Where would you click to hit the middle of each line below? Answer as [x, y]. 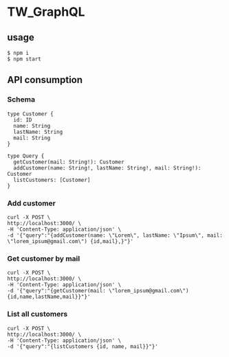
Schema [21, 100]
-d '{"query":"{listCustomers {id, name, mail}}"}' [83, 346]
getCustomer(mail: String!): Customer [69, 162]
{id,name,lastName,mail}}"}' [49, 297]
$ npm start [24, 59]
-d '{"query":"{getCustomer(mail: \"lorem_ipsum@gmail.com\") [98, 291]
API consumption [45, 80]
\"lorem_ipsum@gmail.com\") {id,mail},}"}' [70, 241]
